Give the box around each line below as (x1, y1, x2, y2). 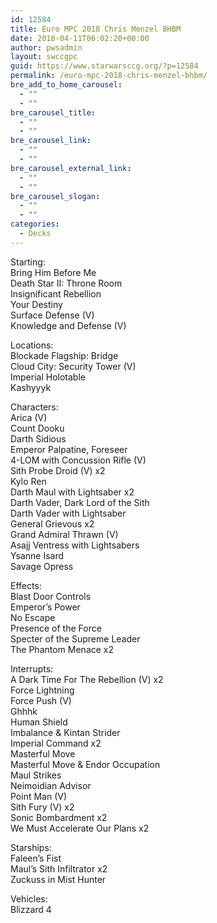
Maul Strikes (10, 769, 62, 781)
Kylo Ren (10, 475, 47, 487)
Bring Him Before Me (10, 266, 97, 278)
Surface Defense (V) (10, 309, 95, 321)
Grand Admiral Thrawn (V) (10, 528, 119, 540)
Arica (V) (10, 411, 48, 423)
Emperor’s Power (10, 601, 81, 613)
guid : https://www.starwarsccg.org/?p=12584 (10, 61, 199, 71)
